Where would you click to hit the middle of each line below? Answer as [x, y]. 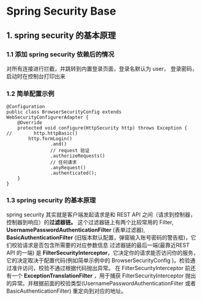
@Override [30, 123]
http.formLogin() [50, 139]
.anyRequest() [68, 168]
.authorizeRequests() [77, 156]
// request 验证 [70, 151]
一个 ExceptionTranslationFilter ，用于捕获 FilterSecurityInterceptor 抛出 [104, 276]
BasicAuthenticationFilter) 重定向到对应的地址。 [66, 291]
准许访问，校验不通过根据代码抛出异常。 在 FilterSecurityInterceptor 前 [101, 268]
